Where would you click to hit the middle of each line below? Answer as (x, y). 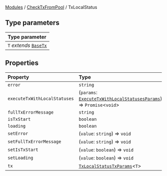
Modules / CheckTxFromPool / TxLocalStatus (51, 7)
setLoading (20, 158)
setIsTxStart (23, 150)
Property (18, 77)
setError (18, 133)
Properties (22, 63)
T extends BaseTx (27, 45)
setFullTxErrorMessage (34, 141)
